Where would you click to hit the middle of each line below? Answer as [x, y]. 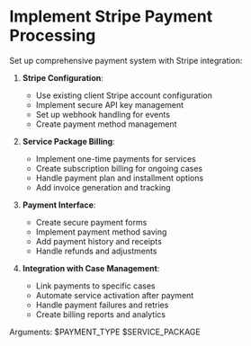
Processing [53, 35]
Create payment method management [106, 124]
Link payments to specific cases [95, 286]
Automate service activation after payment [115, 295]
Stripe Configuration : [63, 77]
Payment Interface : [59, 205]
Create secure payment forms [91, 222]
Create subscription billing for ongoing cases [119, 168]
